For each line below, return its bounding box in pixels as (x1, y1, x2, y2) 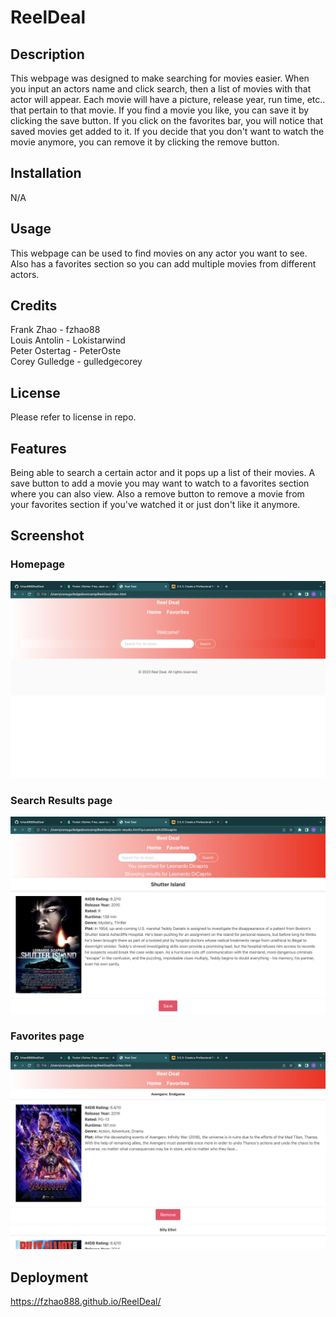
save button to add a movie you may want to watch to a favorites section (10, 477, 310, 490)
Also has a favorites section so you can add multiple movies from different (10, 257, 317, 270)
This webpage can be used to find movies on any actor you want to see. (10, 247, 308, 259)
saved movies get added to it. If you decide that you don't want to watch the (10, 126, 325, 137)
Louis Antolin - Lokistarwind (10, 334, 126, 346)
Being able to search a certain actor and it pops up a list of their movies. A (10, 467, 316, 479)
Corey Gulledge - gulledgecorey (10, 356, 143, 368)
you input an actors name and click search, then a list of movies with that (10, 83, 312, 95)
